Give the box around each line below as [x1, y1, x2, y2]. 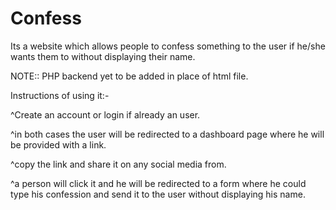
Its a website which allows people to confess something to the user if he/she [10, 40, 326, 52]
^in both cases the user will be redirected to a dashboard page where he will [10, 128, 325, 140]
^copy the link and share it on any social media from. [10, 158, 227, 170]
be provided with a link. [10, 138, 107, 151]
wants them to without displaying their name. [10, 50, 196, 62]
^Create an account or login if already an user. [10, 108, 201, 121]
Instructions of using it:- [10, 89, 110, 101]
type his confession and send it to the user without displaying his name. [10, 188, 306, 200]
